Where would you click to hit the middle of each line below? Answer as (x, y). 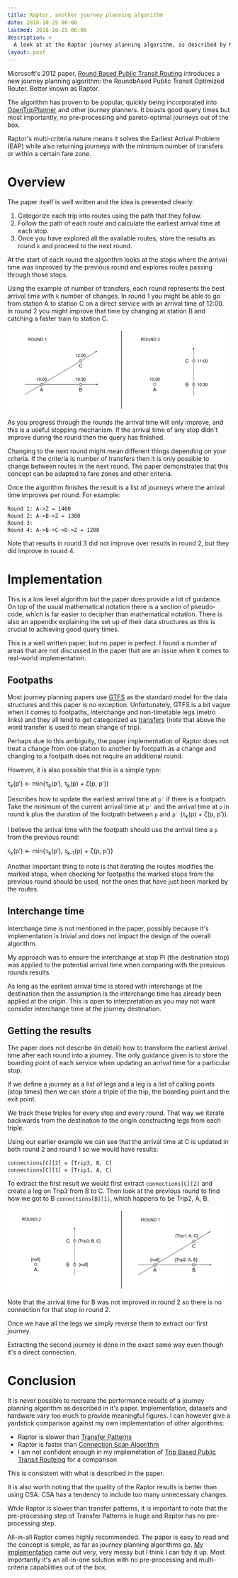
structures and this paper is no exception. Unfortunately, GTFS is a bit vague (119, 705)
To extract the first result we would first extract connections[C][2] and (110, 1184)
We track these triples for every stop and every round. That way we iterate (116, 1113)
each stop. (33, 230)
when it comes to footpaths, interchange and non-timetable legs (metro (112, 712)
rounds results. (29, 972)
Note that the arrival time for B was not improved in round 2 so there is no (114, 1302)
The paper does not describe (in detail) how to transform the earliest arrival (118, 1048)
